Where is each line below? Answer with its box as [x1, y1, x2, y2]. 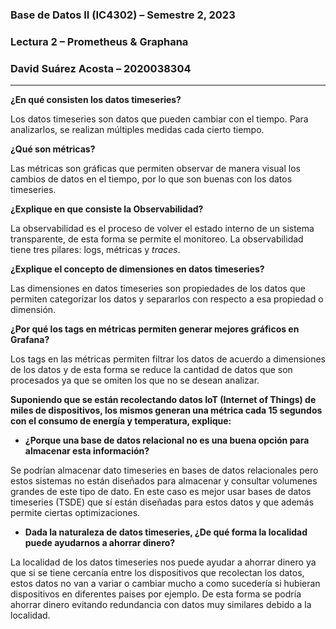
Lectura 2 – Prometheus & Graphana [10, 34, 189, 48]
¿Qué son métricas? [10, 143, 96, 155]
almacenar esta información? [24, 445, 150, 457]
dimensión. [10, 304, 57, 316]
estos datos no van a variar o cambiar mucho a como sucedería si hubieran [10, 578, 321, 590]
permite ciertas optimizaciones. [10, 507, 141, 519]
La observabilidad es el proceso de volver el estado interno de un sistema [10, 223, 315, 235]
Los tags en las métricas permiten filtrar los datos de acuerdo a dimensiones [10, 353, 326, 365]
